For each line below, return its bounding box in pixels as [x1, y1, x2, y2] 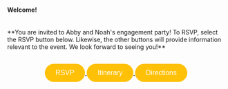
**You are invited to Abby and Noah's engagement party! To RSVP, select [7, 28, 218, 37]
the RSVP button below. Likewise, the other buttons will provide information [7, 35, 222, 44]
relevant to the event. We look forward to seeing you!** [7, 43, 166, 51]
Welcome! [7, 6, 37, 14]
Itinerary [97, 69, 123, 77]
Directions [146, 69, 178, 77]
